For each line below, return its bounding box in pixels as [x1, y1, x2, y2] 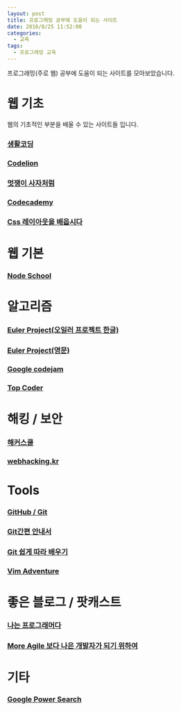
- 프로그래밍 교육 [13, 49, 57, 56]
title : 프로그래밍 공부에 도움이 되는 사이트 [7, 17, 118, 24]
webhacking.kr [7, 457, 60, 466]
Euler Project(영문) [7, 345, 70, 355]
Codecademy [7, 197, 54, 207]
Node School [7, 270, 52, 280]
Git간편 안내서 [7, 527, 52, 537]
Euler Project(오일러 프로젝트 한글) [7, 325, 119, 334]
